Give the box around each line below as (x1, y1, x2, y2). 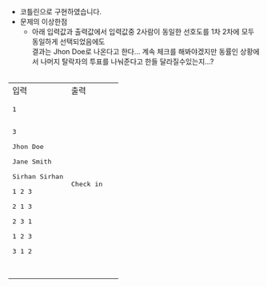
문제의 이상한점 (19, 17, 68, 26)
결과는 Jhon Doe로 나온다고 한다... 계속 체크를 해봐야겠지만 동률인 (31, 47, 238, 56)
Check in (70, 180, 103, 188)
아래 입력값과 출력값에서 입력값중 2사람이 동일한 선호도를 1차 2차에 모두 (31, 27, 255, 36)
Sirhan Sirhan (12, 172, 64, 181)
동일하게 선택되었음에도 (31, 37, 106, 46)
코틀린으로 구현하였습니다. (19, 7, 102, 16)
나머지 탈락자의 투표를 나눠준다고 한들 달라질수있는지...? (40, 57, 214, 66)
